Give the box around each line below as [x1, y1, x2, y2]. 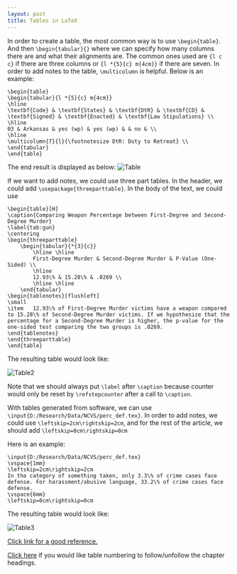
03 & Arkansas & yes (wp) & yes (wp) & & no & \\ [7, 125, 158, 132]
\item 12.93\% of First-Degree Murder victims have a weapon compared [7, 305, 227, 312]
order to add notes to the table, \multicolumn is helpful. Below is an [7, 67, 204, 75]
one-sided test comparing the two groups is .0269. [7, 323, 163, 330]
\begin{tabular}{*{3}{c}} [20, 242, 97, 249]
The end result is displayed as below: [7, 163, 116, 171]
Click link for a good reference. [7, 537, 98, 546]
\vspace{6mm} [7, 491, 46, 498]
